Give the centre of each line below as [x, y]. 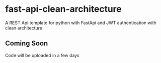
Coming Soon [27, 44]
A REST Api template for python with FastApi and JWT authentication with [81, 23]
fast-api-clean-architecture [63, 9]
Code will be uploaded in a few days [42, 55]
